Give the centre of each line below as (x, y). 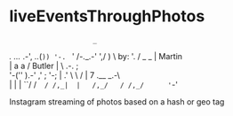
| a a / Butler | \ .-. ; (44, 66)
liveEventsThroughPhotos (107, 16)
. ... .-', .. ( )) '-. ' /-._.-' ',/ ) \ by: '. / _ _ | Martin (96, 56)
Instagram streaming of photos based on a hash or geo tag (117, 101)
